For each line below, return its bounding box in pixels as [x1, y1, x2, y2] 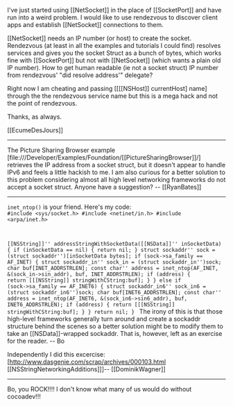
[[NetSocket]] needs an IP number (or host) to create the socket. [7, 34, 192, 42]
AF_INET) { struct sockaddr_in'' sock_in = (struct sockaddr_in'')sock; [7, 259, 222, 266]
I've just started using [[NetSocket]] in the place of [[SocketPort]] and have [7, 6, 222, 14]
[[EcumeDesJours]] [7, 126, 64, 134]
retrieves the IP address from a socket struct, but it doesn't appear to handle [7, 161, 226, 169]
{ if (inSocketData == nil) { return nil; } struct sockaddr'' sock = [7, 246, 216, 253]
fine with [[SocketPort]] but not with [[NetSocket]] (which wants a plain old [7, 56, 221, 65]
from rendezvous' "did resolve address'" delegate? [7, 71, 153, 79]
